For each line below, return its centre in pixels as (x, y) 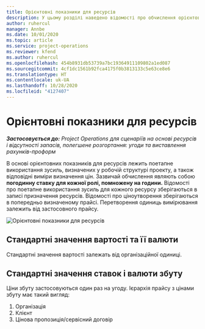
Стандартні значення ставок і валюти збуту (95, 274)
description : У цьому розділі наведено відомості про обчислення (91, 18)
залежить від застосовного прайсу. (52, 209)
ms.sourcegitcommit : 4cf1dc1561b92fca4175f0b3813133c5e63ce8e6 (88, 69)
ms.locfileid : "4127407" (38, 92)
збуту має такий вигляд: (38, 295)
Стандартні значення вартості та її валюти (92, 240)
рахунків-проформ (31, 151)
